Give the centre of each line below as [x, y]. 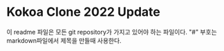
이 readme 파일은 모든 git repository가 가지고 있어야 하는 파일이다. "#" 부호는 [112, 32]
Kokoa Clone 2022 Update [83, 12]
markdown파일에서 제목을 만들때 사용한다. [64, 40]
